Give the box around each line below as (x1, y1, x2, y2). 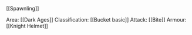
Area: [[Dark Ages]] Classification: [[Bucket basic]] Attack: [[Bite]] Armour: (6, 16, 187, 23)
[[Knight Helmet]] (6, 23, 48, 29)
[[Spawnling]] (6, 5, 39, 12)
